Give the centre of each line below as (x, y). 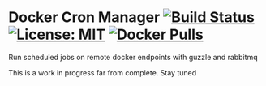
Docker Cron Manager (84, 17)
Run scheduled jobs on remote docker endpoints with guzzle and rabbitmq (133, 57)
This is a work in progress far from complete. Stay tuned (103, 72)
